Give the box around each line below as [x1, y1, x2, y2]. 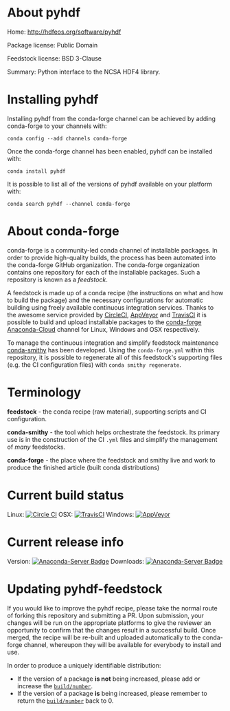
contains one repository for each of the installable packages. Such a [7, 268, 200, 276]
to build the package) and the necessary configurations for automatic [7, 296, 204, 304]
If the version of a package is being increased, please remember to [16, 689, 207, 697]
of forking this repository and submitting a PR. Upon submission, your [7, 611, 205, 619]
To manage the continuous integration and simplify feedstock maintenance [7, 339, 219, 347]
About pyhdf [7, 5, 81, 21]
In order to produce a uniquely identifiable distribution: [7, 661, 161, 669]
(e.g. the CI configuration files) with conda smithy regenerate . [7, 360, 182, 369]
